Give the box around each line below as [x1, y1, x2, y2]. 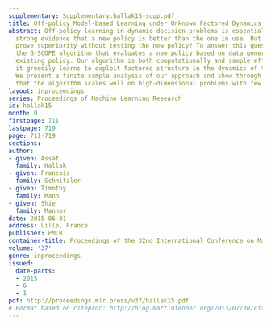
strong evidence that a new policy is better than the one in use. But [15, 34, 262, 43]
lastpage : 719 [8, 124, 56, 132]
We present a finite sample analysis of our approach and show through [15, 72, 262, 80]
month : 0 [8, 110, 38, 118]
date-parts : [15, 267, 56, 275]
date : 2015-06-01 [8, 215, 67, 223]
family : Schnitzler [15, 177, 81, 185]
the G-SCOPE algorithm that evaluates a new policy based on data [15, 49, 244, 57]
